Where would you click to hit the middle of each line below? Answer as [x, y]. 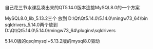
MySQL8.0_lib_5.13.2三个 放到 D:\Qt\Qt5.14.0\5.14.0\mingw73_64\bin [76, 18]
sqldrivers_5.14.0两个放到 [31, 25]
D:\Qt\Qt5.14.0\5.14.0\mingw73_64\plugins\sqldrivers [60, 30]
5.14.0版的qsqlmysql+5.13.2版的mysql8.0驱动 [52, 41]
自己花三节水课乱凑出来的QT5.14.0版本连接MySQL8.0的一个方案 [72, 7]
